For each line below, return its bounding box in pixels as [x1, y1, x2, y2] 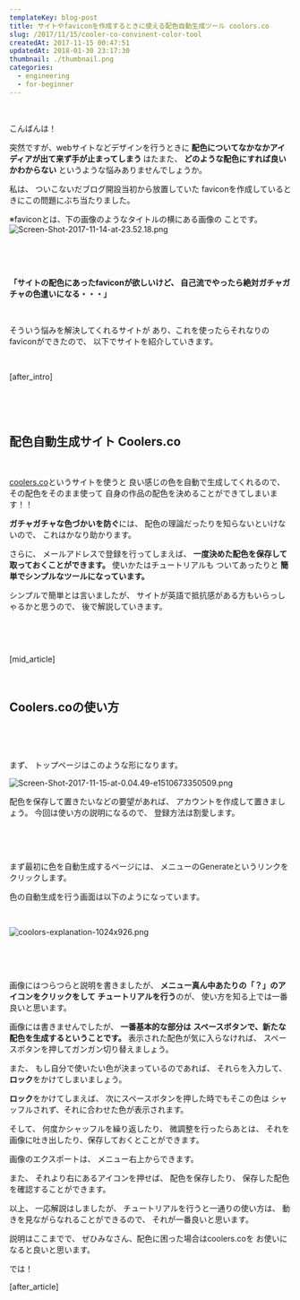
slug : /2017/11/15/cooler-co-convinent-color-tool [9, 30, 202, 39]
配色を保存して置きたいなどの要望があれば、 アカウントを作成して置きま [9, 796, 279, 807]
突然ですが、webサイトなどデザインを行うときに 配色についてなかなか [9, 142, 270, 152]
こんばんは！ [9, 123, 56, 134]
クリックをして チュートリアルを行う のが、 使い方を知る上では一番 [39, 992, 288, 1002]
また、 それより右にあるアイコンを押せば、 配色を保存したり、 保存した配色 [9, 1173, 290, 1183]
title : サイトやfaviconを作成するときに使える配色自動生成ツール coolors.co [9, 22, 270, 30]
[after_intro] [9, 371, 54, 382]
